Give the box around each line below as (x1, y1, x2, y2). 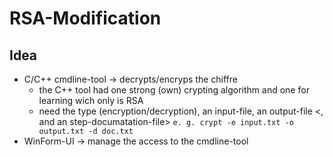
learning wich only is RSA (38, 95, 144, 106)
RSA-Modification (9, 7, 162, 30)
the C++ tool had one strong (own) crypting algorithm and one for (38, 84, 310, 96)
